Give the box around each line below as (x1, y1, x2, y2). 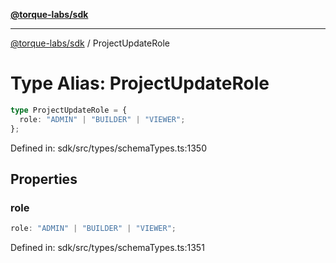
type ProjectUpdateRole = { (10, 105, 128, 115)
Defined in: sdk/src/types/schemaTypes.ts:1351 (10, 242, 205, 254)
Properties (10, 170, 78, 188)
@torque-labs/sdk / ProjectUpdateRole (10, 37, 170, 49)
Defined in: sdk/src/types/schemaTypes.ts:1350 (10, 142, 207, 154)
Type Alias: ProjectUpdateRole (10, 72, 270, 95)
